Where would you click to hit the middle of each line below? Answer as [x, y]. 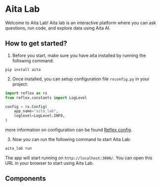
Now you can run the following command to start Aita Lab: [71, 139]
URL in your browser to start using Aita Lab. [49, 163]
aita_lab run [19, 149]
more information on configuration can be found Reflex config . [69, 130]
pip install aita [23, 70]
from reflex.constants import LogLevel [46, 98]
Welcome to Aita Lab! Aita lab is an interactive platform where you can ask [81, 23]
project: [20, 84]
